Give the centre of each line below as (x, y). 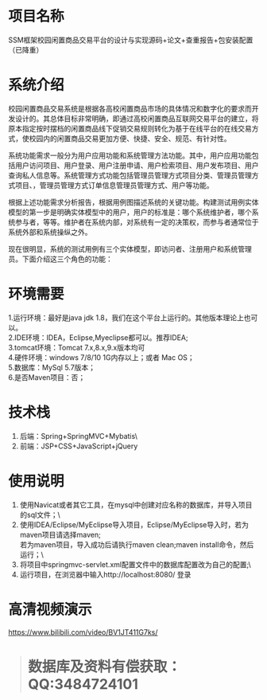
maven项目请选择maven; (60, 534)
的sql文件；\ (40, 514)
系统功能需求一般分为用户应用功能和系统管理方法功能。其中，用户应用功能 (130, 155)
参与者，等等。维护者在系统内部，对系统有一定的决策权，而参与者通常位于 (137, 222)
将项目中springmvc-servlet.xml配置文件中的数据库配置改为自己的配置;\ (135, 564)
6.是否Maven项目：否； (47, 377)
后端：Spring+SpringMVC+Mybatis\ (78, 436)
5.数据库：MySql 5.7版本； (52, 367)
